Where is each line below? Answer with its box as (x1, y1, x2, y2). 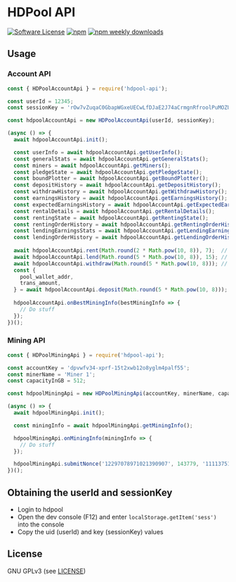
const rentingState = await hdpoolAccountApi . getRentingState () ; (13, 214, 209, 222)
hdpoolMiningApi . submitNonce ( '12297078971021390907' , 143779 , (13, 460, 199, 468)
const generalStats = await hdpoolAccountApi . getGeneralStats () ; (13, 156, 209, 163)
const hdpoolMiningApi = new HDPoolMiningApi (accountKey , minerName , (7, 390, 216, 398)
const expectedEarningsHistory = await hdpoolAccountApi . (13, 201, 188, 208)
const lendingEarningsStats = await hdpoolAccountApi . (13, 227, 178, 234)
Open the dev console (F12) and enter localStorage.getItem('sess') (17, 512, 217, 521)
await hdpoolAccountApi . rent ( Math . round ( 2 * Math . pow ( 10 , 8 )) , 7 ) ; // (13, 247, 228, 254)
